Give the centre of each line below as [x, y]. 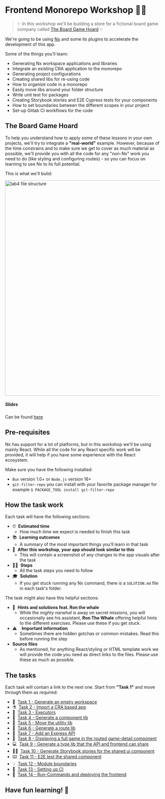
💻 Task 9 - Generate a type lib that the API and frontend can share [80, 744]
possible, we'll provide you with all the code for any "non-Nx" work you [77, 153]
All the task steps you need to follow [56, 571]
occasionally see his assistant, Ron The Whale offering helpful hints [88, 618]
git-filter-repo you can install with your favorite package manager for [84, 484]
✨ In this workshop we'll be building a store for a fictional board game [88, 24]
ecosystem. [17, 460]
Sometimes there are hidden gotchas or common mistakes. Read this [89, 634]
